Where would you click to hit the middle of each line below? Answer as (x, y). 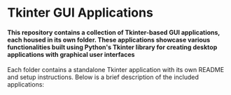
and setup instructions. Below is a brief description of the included (103, 77)
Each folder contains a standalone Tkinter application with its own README (116, 70)
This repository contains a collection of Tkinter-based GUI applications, (114, 32)
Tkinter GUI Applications (80, 13)
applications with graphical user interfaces (71, 54)
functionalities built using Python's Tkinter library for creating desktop (112, 47)
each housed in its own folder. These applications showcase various (109, 40)
